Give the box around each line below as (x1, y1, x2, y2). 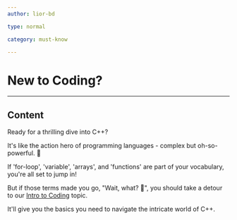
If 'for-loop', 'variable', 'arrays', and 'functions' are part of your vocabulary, (7, 163, 224, 171)
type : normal (7, 23, 46, 30)
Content (7, 109, 44, 121)
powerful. (7, 149, 35, 157)
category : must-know (7, 36, 68, 43)
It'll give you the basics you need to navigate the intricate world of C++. (7, 205, 216, 214)
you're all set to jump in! (7, 170, 78, 178)
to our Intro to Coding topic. (7, 191, 88, 200)
